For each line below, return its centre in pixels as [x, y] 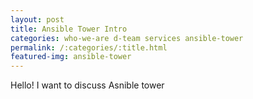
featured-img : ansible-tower [71, 57]
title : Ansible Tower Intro [69, 29]
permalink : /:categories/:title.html [89, 47]
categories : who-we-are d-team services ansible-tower [127, 38]
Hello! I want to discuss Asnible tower [87, 85]
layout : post [37, 19]
